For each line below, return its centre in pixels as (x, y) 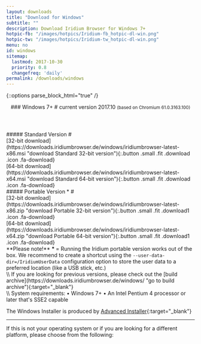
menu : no (17, 45)
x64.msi (16, 179)
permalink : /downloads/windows (45, 78)
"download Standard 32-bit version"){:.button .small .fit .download (108, 154)
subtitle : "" (22, 23)
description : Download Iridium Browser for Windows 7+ (76, 28)
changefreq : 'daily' (37, 73)
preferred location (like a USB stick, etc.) (56, 268)
